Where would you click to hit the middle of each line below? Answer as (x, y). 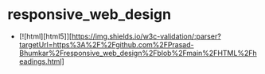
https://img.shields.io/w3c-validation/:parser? (146, 36)
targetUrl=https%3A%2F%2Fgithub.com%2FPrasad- (106, 44)
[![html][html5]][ (45, 36)
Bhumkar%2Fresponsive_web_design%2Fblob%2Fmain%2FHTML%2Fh (138, 53)
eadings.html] (41, 61)
